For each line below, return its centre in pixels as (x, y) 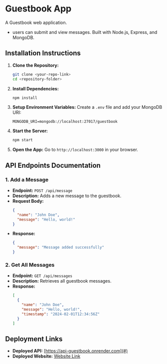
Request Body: (28, 201)
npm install (25, 98)
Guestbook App (38, 9)
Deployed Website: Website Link (46, 356)
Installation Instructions (43, 53)
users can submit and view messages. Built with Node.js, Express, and (85, 32)
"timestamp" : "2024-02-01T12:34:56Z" (61, 314)
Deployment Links (34, 339)
